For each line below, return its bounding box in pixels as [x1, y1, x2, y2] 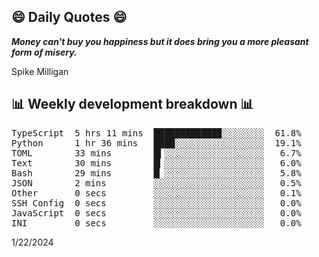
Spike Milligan [11, 65, 69, 77]
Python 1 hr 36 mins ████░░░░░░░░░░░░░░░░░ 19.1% [11, 137, 302, 149]
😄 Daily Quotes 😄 [11, 9, 128, 26]
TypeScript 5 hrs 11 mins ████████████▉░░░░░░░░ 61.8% [11, 127, 302, 139]
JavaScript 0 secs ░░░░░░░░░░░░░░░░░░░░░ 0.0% [11, 207, 302, 219]
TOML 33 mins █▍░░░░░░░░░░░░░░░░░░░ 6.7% [11, 147, 302, 159]
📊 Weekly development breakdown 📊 [11, 96, 254, 113]
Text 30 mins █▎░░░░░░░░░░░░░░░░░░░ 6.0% [11, 157, 302, 169]
